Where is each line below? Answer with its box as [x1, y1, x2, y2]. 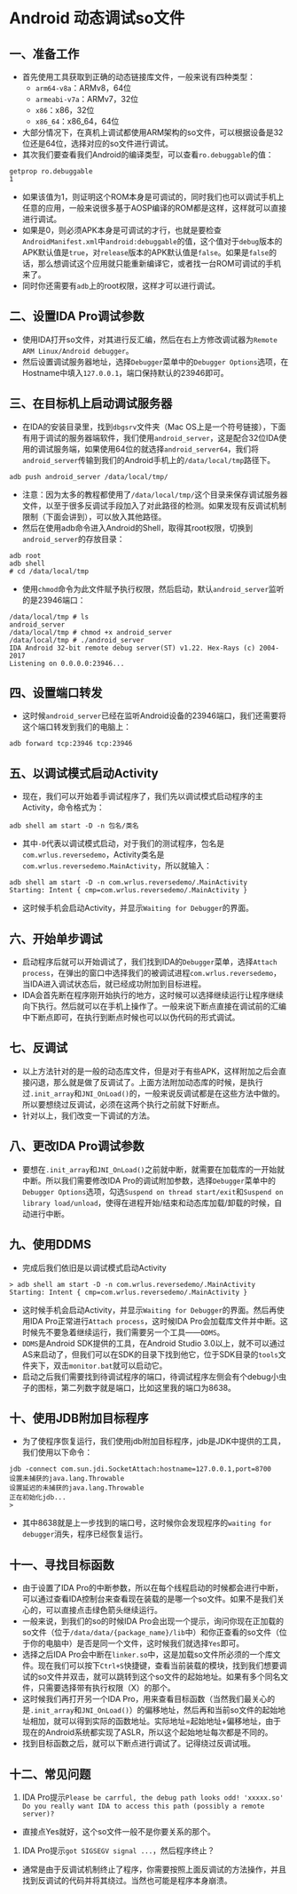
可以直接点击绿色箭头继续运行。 [45, 1605, 162, 1616]
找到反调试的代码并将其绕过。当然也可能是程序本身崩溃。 [21, 1874, 232, 1885]
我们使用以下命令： [21, 1447, 93, 1458]
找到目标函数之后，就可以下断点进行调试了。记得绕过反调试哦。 [21, 1738, 255, 1749]
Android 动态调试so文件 [9, 8, 185, 28]
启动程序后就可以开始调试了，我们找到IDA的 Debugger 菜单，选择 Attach [21, 956, 277, 967]
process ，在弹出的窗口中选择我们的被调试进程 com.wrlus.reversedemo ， [21, 968, 282, 979]
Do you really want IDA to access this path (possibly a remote [21, 1802, 265, 1810]
